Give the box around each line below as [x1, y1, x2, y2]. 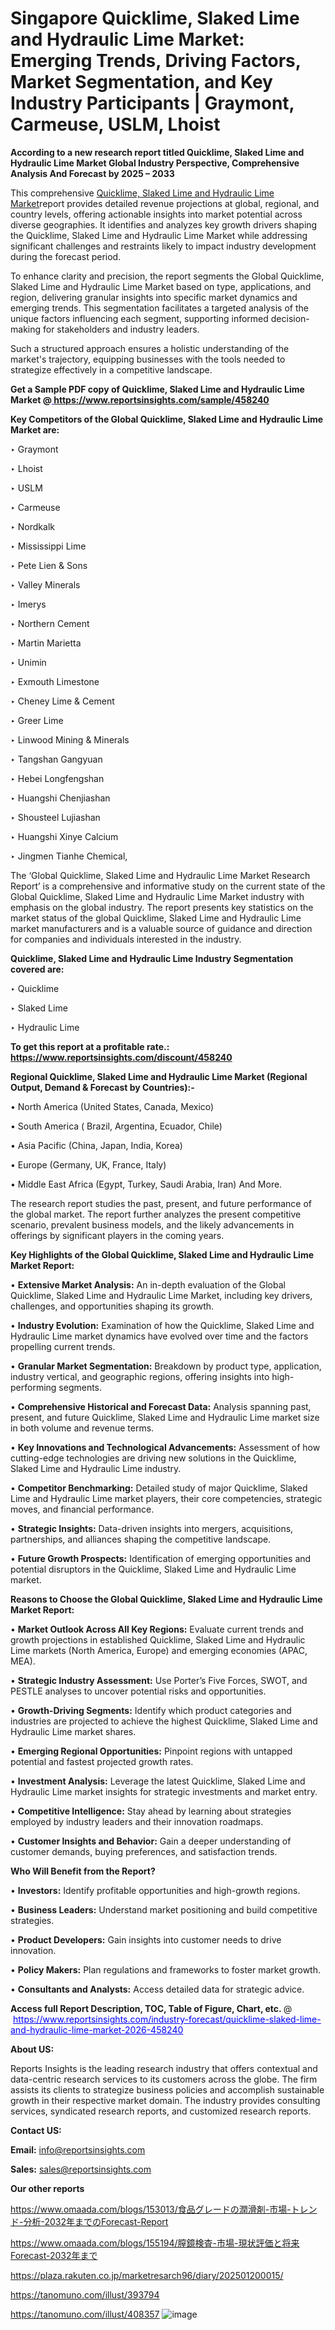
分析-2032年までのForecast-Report [23, 2215, 169, 2227]
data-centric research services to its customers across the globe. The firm [10, 2073, 318, 2085]
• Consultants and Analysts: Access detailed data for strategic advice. [10, 1983, 305, 1995]
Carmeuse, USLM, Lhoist [10, 113, 221, 136]
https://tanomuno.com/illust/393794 [10, 2288, 160, 2301]
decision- [270, 312, 310, 324]
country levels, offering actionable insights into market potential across [10, 208, 303, 220]
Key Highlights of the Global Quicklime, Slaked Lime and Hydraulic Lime [10, 1248, 315, 1261]
